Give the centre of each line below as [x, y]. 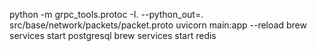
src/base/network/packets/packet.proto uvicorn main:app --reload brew [158, 25]
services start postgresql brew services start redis [113, 35]
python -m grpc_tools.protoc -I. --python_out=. [106, 14]
